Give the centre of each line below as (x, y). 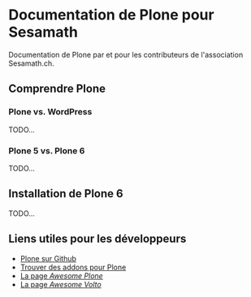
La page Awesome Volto (61, 284)
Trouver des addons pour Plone (73, 267)
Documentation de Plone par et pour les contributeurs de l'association (126, 54)
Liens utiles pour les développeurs (97, 239)
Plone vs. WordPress (50, 112)
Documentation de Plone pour (111, 15)
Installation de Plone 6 (66, 194)
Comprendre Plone (57, 89)
